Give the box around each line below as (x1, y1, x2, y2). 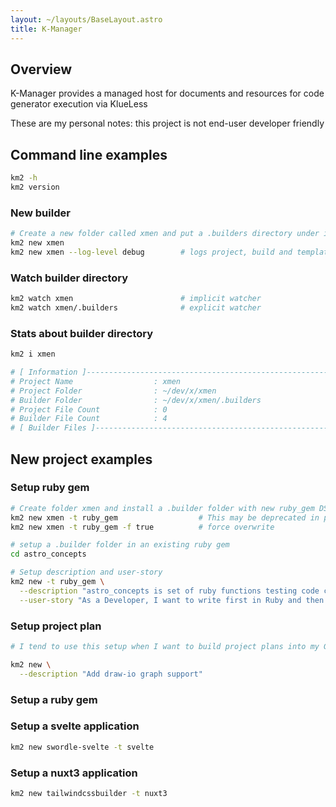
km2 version (10, 182, 60, 192)
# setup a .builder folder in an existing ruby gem (10, 540, 230, 550)
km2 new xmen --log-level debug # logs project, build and (10, 247, 293, 257)
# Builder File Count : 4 (10, 414, 168, 424)
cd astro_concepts (10, 549, 87, 560)
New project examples (10, 451, 153, 468)
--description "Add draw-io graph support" (19, 669, 203, 679)
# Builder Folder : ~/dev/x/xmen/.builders (10, 395, 262, 405)
